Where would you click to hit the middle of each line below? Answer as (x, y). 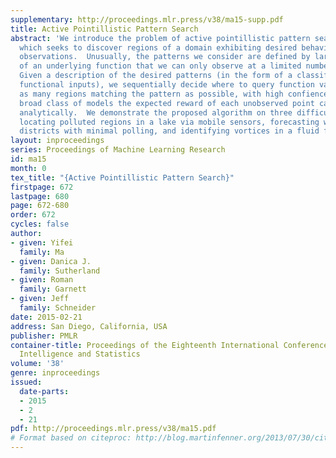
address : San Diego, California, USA (89, 326)
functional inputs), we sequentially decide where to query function (167, 85)
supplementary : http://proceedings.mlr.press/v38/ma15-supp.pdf (147, 19)
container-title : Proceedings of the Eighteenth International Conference (169, 345)
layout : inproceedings (57, 141)
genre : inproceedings (55, 373)
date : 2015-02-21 (46, 317)
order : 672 (33, 215)
